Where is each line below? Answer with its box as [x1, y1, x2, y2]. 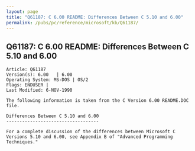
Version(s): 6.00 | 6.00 [6, 72, 73, 78]
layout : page [6, 8, 38, 15]
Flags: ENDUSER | [6, 82, 49, 88]
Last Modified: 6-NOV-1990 [6, 87, 73, 94]
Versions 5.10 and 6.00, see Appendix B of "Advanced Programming [6, 134, 173, 140]
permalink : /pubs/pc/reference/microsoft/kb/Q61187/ [6, 20, 139, 25]
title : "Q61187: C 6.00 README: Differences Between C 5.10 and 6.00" [6, 14, 184, 20]
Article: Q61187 [6, 66, 46, 73]
